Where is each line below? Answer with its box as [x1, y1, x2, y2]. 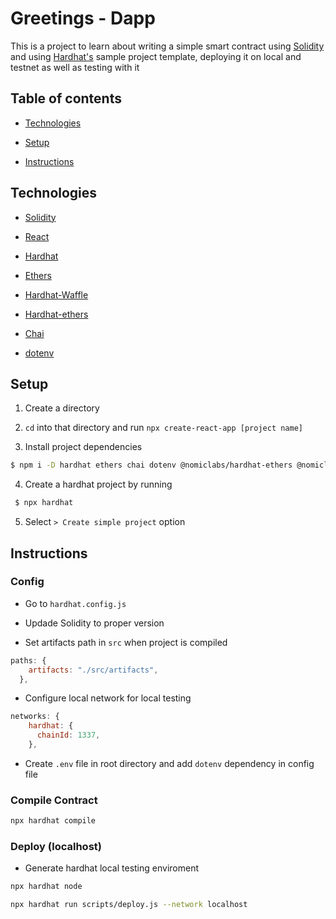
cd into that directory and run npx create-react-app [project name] [24, 422, 303, 434]
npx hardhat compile [10, 816, 97, 826]
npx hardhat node [10, 882, 83, 892]
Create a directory [24, 402, 100, 414]
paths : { [10, 655, 47, 666]
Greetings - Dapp [10, 7, 156, 30]
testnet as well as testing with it [10, 61, 140, 73]
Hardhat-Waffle [24, 288, 89, 301]
